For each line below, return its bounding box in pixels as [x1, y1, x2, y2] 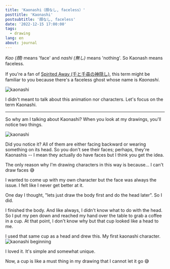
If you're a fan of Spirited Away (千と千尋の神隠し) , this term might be [5, 71, 150, 77]
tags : [5, 26, 17, 31]
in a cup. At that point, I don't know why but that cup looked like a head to [5, 218, 159, 224]
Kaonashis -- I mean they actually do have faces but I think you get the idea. [5, 152, 164, 158]
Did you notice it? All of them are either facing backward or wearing [5, 141, 146, 147]
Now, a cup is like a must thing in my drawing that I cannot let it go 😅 [5, 258, 149, 264]
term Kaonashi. [5, 102, 37, 108]
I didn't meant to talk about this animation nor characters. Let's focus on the [5, 96, 163, 102]
